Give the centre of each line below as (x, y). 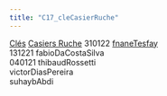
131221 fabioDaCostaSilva (57, 52)
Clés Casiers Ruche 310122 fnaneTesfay (83, 43)
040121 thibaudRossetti (53, 62)
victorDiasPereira (42, 72)
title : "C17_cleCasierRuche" (64, 17)
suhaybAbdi (32, 81)
